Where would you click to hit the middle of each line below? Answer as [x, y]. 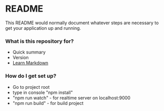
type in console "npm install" [43, 92]
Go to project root [31, 87]
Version [20, 58]
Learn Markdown [30, 63]
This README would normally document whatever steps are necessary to [82, 23]
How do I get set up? [31, 76]
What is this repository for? [40, 41]
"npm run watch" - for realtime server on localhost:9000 [71, 98]
